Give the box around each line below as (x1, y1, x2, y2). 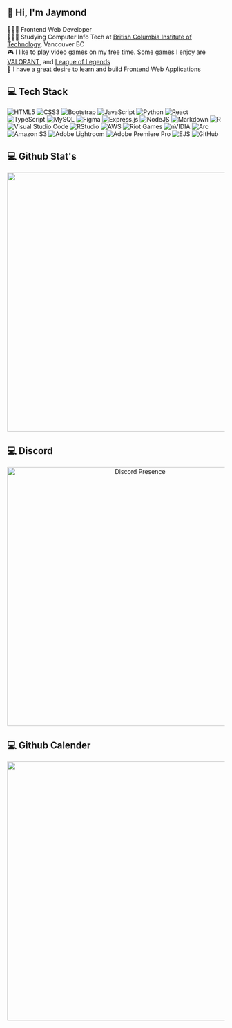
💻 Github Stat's (7, 151, 77, 162)
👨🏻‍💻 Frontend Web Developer (7, 25, 92, 33)
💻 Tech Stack (7, 86, 68, 97)
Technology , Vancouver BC (7, 39, 85, 48)
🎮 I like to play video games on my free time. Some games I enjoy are (7, 48, 206, 56)
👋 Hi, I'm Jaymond (7, 7, 87, 19)
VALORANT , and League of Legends (7, 57, 110, 66)
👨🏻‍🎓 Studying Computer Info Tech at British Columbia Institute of (7, 32, 192, 41)
